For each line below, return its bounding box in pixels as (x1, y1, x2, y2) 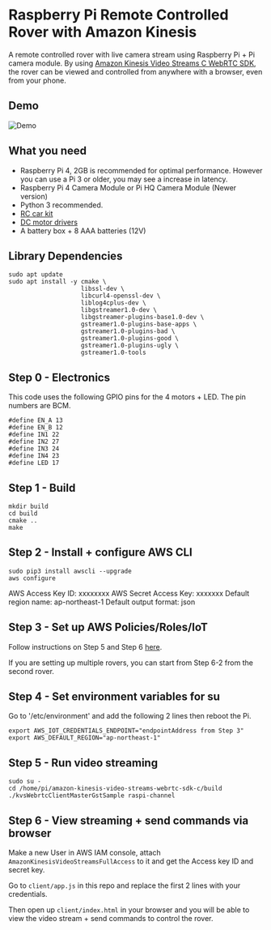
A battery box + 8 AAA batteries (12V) (19, 225, 146, 236)
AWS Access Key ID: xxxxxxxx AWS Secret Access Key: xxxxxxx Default (8, 588, 250, 598)
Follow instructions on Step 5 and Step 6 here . (8, 642, 163, 651)
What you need (8, 144, 87, 158)
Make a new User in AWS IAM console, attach (8, 848, 161, 858)
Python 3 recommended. (19, 200, 104, 210)
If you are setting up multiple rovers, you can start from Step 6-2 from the (8, 658, 253, 668)
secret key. (8, 865, 45, 875)
